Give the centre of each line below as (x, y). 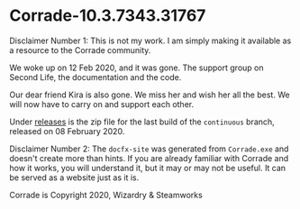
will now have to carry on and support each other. (102, 104)
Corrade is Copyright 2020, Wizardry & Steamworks (106, 195)
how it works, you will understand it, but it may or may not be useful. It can (148, 168)
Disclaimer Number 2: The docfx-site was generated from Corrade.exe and (149, 149)
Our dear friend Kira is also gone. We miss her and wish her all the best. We (150, 95)
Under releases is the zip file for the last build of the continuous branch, (142, 122)
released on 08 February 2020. (67, 131)
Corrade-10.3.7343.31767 (108, 16)
